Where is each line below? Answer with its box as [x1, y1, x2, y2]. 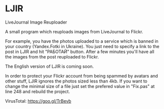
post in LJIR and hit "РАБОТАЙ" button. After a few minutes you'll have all [5, 49, 155, 54]
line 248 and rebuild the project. [5, 88, 70, 94]
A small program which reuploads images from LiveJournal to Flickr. [5, 28, 143, 34]
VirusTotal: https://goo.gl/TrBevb [5, 98, 71, 104]
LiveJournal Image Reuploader [5, 19, 67, 25]
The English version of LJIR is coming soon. [5, 63, 94, 69]
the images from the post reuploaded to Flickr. [5, 54, 99, 59]
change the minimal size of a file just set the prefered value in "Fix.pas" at [5, 83, 155, 89]
